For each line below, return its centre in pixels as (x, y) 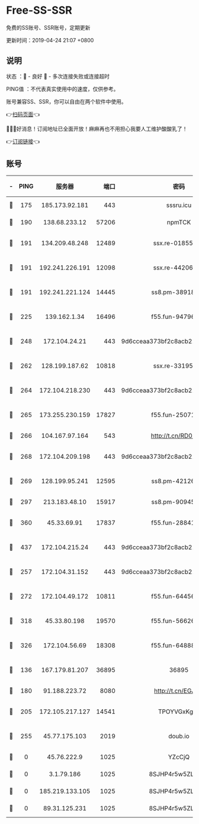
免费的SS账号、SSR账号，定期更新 (48, 27)
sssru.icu (179, 205)
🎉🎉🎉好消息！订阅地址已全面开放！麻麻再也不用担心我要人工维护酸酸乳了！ (97, 129)
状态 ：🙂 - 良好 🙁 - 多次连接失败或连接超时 (58, 76)
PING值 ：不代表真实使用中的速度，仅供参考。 (62, 89)
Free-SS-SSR (39, 10)
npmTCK (179, 222)
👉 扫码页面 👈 (23, 114)
